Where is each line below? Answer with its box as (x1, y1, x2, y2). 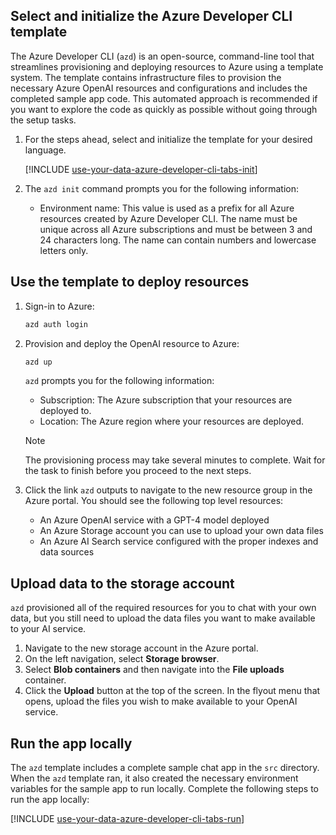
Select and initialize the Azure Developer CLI (10, 8, 293, 25)
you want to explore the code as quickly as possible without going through (10, 103, 318, 115)
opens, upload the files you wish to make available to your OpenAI (24, 695, 298, 708)
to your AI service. (10, 623, 87, 635)
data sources (39, 546, 95, 558)
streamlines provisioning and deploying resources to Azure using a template (10, 60, 324, 73)
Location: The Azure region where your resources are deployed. (39, 415, 304, 428)
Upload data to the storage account (10, 575, 235, 592)
